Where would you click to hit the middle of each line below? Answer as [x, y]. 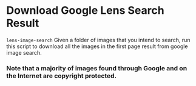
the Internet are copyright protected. [62, 76]
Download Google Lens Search [86, 11]
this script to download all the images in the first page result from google [97, 46]
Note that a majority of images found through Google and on [97, 68]
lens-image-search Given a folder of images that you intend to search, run [98, 40]
